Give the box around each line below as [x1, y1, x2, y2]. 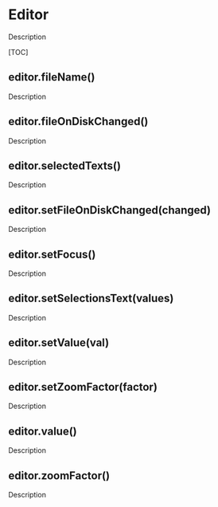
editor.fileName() [8, 70, 95, 84]
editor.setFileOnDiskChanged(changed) [8, 203, 212, 217]
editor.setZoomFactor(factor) [8, 380, 158, 394]
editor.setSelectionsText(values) [8, 292, 174, 305]
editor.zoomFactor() [8, 469, 110, 482]
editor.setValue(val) [8, 336, 110, 350]
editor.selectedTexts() [8, 159, 122, 172]
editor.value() [8, 424, 77, 438]
